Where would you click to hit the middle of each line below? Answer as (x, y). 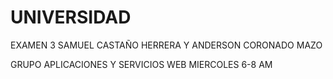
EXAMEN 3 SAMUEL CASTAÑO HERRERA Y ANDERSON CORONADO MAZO (166, 45)
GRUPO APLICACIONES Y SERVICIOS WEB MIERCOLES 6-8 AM (141, 64)
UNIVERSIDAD (71, 17)
